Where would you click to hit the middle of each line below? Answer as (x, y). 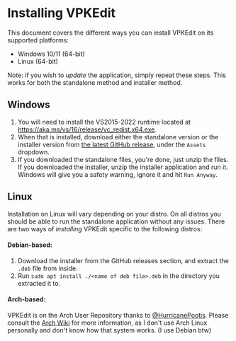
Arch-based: (27, 299)
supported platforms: (38, 40)
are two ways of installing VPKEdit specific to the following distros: (105, 229)
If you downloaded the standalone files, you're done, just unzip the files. (123, 159)
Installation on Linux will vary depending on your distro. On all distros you (114, 214)
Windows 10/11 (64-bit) (51, 54)
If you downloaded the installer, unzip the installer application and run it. (123, 167)
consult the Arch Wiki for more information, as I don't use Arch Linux (107, 323)
